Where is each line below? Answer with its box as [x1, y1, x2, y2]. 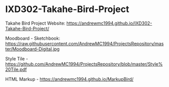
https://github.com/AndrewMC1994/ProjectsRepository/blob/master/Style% [5, 61, 163, 67]
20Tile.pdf [5, 66, 27, 72]
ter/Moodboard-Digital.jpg [5, 46, 60, 52]
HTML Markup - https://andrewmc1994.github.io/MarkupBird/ [5, 76, 134, 82]
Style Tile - [5, 55, 28, 61]
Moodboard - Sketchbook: [5, 35, 61, 41]
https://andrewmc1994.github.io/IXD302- [66, 20, 153, 26]
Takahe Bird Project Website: [5, 20, 66, 26]
